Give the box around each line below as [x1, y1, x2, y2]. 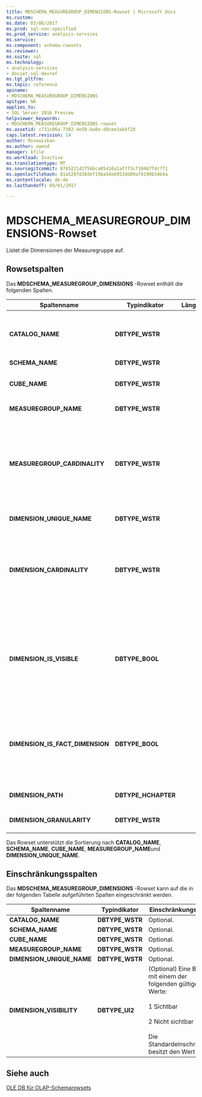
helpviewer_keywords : [6, 115, 61, 121]
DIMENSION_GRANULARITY [9, 816, 91, 824]
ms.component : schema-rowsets [6, 43, 82, 49]
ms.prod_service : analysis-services [6, 31, 98, 37]
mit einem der [148, 972, 188, 981]
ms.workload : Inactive [6, 154, 63, 160]
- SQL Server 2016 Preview [6, 110, 74, 116]
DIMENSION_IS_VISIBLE [9, 655, 78, 663]
